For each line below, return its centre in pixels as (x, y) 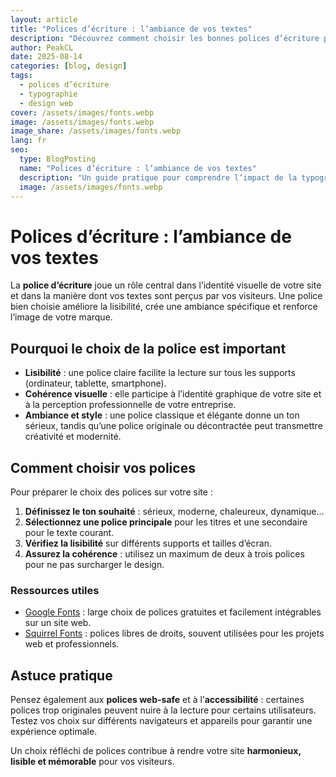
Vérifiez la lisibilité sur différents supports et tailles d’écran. (148, 543)
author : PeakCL (42, 47)
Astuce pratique (61, 675)
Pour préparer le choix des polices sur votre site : (111, 492)
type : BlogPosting (58, 159)
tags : (21, 76)
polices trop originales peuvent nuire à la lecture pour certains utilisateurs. (163, 710)
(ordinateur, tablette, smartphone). (95, 383)
